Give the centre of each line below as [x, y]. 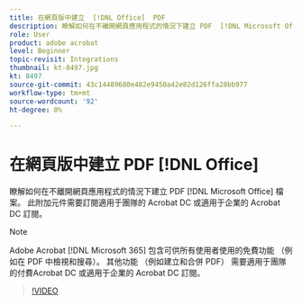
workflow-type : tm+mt [50, 93]
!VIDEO [45, 291]
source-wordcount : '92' [54, 101]
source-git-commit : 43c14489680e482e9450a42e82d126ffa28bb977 [128, 85]
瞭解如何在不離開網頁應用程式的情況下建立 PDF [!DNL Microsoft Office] [142, 192]
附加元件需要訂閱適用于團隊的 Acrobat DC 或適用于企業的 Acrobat [158, 202]
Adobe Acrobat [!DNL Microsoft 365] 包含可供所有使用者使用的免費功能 [142, 250]
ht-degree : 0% [36, 110]
